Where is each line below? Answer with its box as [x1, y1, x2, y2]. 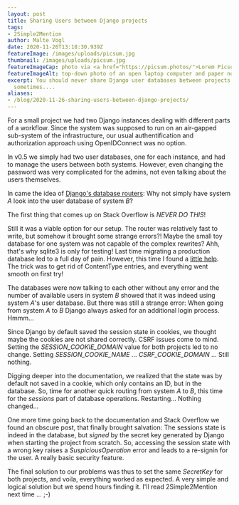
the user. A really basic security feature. [7, 454, 124, 462]
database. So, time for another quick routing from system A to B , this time [7, 387, 223, 395]
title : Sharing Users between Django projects [7, 17, 148, 24]
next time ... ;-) [7, 490, 51, 499]
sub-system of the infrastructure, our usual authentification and [7, 131, 194, 140]
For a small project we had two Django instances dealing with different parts [7, 116, 230, 125]
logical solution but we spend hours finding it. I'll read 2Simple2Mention [7, 482, 218, 491]
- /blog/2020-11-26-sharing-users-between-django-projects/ [7, 97, 190, 104]
